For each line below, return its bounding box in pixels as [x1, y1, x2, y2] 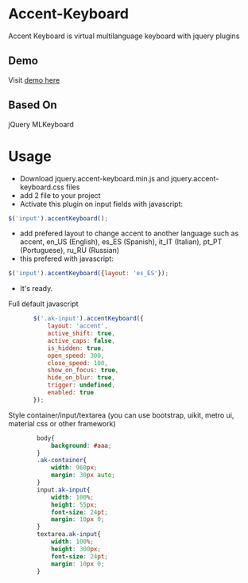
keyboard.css [19, 182, 65, 192]
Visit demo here [8, 75, 60, 84]
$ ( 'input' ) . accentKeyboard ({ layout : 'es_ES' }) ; [8, 270, 169, 278]
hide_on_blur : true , [47, 374, 115, 382]
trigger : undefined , [47, 381, 115, 390]
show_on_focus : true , [47, 367, 119, 375]
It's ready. [19, 284, 53, 293]
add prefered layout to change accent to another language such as [19, 228, 239, 239]
